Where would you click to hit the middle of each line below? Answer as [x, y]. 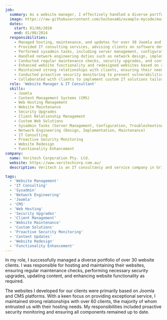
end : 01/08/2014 [31, 33]
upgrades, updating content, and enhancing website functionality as [75, 276]
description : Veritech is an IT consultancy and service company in [82, 167]
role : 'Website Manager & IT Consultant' [53, 84]
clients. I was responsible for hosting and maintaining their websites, [75, 265]
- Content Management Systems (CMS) [52, 98]
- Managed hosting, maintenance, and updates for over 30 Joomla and [88, 42]
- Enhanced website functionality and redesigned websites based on [86, 65]
